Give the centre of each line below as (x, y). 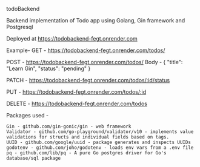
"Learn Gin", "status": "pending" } (48, 68)
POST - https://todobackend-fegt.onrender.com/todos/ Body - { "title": (95, 62)
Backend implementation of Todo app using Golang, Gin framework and (96, 20)
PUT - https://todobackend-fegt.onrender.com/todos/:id (76, 92)
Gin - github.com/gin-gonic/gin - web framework (69, 126)
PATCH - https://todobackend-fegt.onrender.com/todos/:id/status (88, 80)
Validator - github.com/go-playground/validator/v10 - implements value (100, 132)
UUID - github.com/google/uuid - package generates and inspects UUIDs (98, 142)
